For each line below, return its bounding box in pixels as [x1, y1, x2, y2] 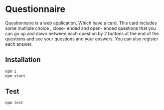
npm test [5, 101, 23, 106]
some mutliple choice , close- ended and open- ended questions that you [5, 25, 156, 31]
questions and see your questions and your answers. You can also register [5, 36, 159, 42]
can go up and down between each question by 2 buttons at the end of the [5, 30, 159, 36]
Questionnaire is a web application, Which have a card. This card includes [5, 20, 157, 26]
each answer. [5, 41, 33, 47]
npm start [5, 73, 26, 78]
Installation [5, 56, 41, 64]
